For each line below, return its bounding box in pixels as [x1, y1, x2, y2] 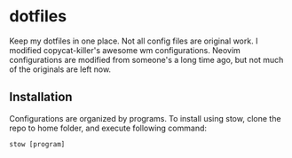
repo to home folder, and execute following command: [9, 122, 207, 133]
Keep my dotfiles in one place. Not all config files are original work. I [9, 36, 258, 46]
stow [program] [9, 139, 66, 148]
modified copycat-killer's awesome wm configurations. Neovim [9, 44, 241, 55]
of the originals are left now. [9, 64, 112, 75]
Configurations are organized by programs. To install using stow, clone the [9, 113, 281, 123]
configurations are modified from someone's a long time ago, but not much [9, 54, 284, 65]
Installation [9, 90, 73, 105]
